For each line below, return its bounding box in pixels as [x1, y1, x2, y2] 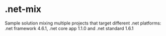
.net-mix [5, 3, 41, 15]
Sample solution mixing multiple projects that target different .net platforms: [5, 20, 161, 26]
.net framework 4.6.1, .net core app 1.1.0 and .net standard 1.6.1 [5, 25, 134, 31]
